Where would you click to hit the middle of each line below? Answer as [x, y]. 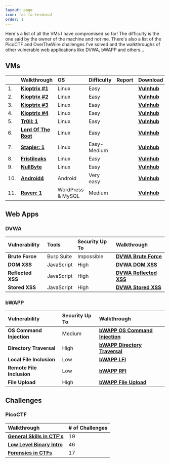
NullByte [31, 167]
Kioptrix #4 [35, 113]
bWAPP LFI [113, 360]
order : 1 [14, 19]
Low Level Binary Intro [35, 444]
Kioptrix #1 [35, 89]
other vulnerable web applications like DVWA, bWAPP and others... [75, 50]
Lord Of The [36, 130]
